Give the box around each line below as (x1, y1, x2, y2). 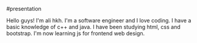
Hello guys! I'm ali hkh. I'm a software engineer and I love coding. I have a (6, 17, 192, 24)
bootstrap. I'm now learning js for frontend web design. (6, 30, 145, 37)
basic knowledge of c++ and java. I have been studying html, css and (6, 24, 181, 30)
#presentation (6, 5, 41, 12)
